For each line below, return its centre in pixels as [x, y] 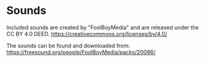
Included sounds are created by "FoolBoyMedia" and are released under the [103, 27]
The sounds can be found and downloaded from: [68, 46]
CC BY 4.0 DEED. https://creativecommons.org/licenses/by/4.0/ [87, 33]
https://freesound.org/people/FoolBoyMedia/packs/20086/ [81, 52]
